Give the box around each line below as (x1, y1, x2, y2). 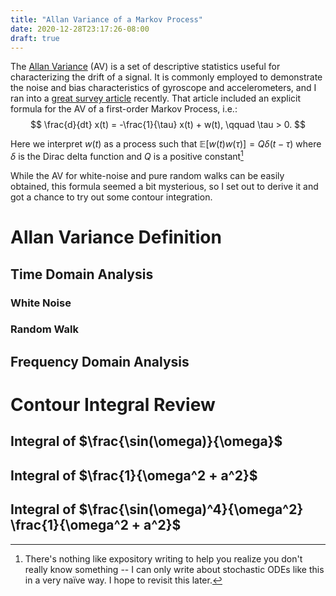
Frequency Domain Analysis (10, 353, 190, 370)
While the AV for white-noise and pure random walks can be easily (10, 170, 285, 182)
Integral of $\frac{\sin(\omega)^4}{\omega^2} (10, 501, 304, 518)
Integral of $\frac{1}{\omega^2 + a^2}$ (10, 467, 258, 484)
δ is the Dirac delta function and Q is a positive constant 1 (10, 149, 244, 163)
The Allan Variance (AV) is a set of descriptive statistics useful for (10, 61, 281, 73)
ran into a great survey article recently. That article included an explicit (10, 92, 301, 105)
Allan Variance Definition (10, 226, 222, 249)
